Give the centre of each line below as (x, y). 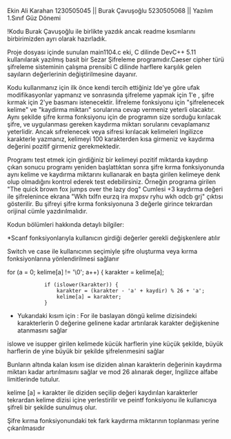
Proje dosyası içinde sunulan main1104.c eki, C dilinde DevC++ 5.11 (102, 52)
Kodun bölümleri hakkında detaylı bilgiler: (66, 224)
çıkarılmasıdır (26, 428)
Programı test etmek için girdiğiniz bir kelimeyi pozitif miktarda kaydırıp (108, 160)
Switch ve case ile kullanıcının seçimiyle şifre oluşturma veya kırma (102, 251)
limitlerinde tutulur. (34, 379)
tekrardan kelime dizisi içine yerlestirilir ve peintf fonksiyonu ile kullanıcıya (112, 400)
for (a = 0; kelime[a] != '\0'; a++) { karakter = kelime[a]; (86, 272)
